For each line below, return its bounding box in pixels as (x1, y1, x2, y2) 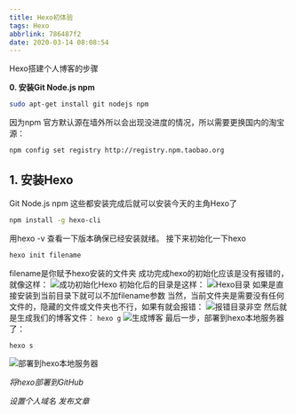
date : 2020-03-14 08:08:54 (9, 37, 109, 47)
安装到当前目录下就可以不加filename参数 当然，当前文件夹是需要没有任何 (16, 290, 284, 300)
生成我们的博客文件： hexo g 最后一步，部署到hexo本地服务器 (16, 312, 284, 322)
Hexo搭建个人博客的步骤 (9, 63, 99, 74)
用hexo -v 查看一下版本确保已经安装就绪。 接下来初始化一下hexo (9, 233, 246, 243)
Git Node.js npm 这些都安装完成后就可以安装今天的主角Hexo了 (9, 197, 237, 209)
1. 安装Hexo (9, 172, 74, 187)
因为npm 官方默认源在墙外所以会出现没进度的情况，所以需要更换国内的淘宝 (9, 117, 285, 128)
